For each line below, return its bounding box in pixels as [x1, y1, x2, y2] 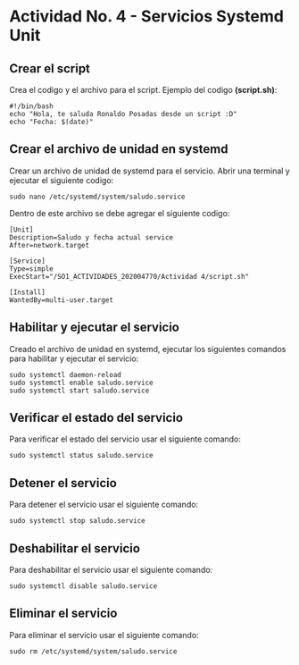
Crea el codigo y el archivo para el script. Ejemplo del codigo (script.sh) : [9, 85, 278, 95]
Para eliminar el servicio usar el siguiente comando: [9, 629, 199, 640]
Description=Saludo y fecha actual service [9, 232, 174, 242]
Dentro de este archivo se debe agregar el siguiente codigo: [9, 207, 230, 218]
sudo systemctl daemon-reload [9, 370, 122, 379]
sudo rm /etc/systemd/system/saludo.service [9, 646, 178, 656]
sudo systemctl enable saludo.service [9, 378, 154, 387]
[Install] [9, 288, 46, 297]
